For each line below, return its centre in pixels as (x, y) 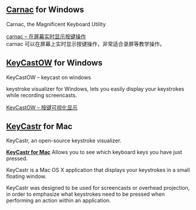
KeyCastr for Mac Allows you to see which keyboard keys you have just (94, 152)
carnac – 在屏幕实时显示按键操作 (46, 36)
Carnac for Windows (45, 10)
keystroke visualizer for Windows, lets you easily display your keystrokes (95, 89)
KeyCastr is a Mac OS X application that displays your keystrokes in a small (98, 170)
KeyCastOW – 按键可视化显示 (42, 107)
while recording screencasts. (42, 95)
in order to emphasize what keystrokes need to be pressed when (86, 194)
